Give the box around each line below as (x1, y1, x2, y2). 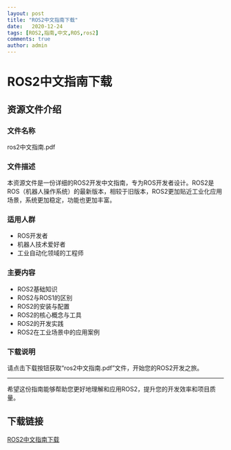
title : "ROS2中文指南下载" (7, 17, 78, 23)
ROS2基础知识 (16, 285, 58, 293)
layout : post (7, 10, 45, 17)
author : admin (7, 42, 48, 49)
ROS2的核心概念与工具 (16, 311, 82, 319)
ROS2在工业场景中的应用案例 (16, 328, 100, 336)
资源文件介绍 (7, 103, 62, 115)
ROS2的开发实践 (16, 319, 64, 327)
